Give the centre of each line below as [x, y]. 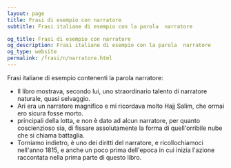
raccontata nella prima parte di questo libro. [79, 157]
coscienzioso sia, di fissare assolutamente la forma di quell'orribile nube [120, 128]
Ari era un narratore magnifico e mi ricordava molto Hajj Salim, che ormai [121, 106]
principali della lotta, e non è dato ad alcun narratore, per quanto [109, 120]
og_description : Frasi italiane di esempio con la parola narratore [109, 46]
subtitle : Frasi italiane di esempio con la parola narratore [100, 26]
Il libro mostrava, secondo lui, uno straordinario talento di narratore [112, 91]
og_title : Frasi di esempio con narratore [69, 39]
